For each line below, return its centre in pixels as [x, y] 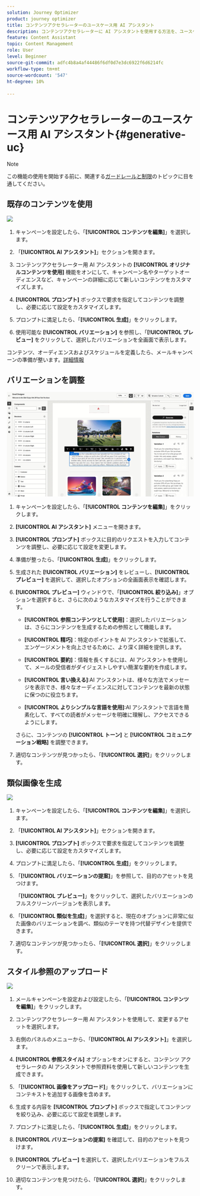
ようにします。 [42, 722]
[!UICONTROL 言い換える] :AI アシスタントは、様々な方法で [96, 680]
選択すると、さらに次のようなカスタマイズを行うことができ [109, 599]
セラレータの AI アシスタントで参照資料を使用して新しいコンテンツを [100, 1067]
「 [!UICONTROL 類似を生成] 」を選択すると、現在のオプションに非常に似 [104, 916]
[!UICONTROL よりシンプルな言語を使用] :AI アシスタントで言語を [104, 708]
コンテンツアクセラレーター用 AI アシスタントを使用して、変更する [97, 1020]
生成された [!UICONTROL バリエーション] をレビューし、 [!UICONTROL [102, 572]
